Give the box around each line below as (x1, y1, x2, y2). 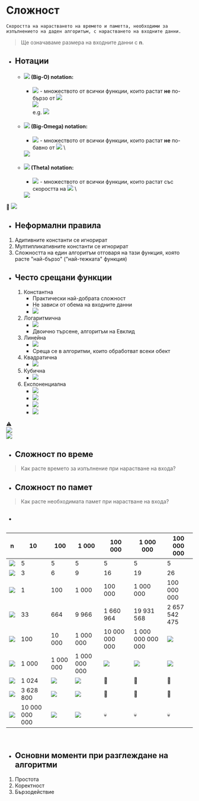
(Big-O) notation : (30, 73, 74, 80)
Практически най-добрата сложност (32, 295, 126, 302)
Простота (14, 775, 40, 783)
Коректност (14, 782, 45, 789)
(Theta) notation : (30, 164, 74, 171)
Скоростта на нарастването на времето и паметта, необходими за (6, 23, 168, 29)
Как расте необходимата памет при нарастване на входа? (20, 498, 169, 505)
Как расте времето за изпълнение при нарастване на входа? (20, 465, 176, 472)
